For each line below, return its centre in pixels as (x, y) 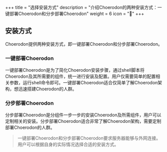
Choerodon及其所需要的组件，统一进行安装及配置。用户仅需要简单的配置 (80, 76)
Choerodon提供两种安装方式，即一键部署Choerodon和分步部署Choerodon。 (84, 44)
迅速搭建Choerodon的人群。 (47, 89)
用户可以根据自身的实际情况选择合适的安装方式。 (68, 144)
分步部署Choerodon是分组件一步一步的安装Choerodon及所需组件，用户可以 (83, 115)
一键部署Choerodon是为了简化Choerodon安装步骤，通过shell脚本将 (75, 70)
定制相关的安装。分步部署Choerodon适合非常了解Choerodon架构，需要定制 (83, 121)
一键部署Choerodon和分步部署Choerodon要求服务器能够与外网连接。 (89, 138)
